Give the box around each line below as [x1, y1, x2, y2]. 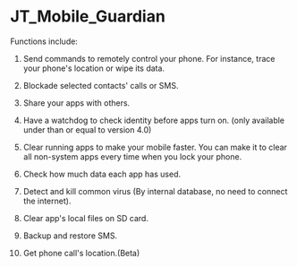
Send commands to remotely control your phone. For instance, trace [22, 53, 276, 64]
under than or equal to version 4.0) [22, 124, 152, 135]
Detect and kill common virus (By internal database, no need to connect [22, 185, 288, 196]
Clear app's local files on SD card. [22, 212, 148, 223]
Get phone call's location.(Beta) [22, 247, 140, 258]
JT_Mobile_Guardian [10, 6, 166, 27]
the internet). [22, 195, 72, 206]
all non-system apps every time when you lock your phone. [22, 151, 242, 162]
